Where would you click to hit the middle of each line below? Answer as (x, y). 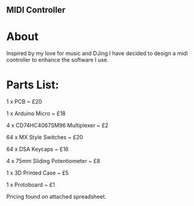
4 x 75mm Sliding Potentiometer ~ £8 (53, 161)
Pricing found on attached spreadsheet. (56, 197)
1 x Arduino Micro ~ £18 (36, 113)
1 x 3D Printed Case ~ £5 (38, 173)
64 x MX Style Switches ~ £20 (45, 137)
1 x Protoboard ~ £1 (31, 185)
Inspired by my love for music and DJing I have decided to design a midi (97, 53)
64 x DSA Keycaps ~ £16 (38, 149)
